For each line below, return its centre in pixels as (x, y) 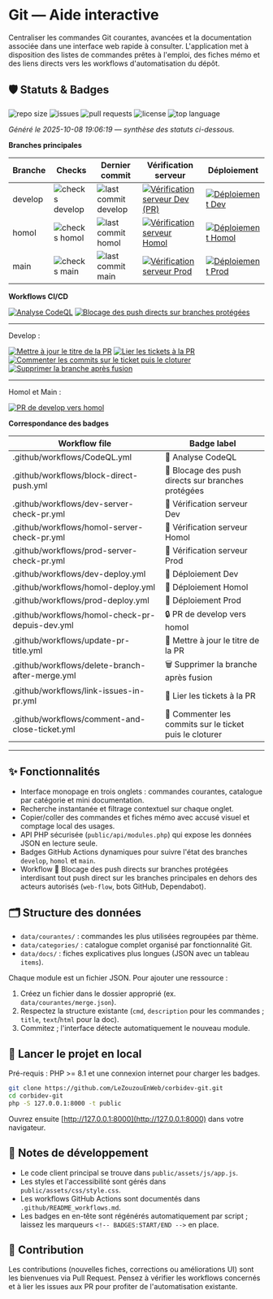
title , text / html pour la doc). (69, 1020)
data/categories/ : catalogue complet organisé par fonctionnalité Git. (136, 945)
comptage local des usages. (67, 825)
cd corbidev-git (36, 1096)
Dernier (116, 165)
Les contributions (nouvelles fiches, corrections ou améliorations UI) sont (131, 1270)
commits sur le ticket (205, 724)
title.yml (28, 650)
